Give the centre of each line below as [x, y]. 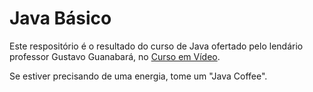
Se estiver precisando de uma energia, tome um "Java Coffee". [138, 76]
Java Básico [60, 18]
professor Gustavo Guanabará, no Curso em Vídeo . [115, 56]
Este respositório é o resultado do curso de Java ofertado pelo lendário [156, 46]
